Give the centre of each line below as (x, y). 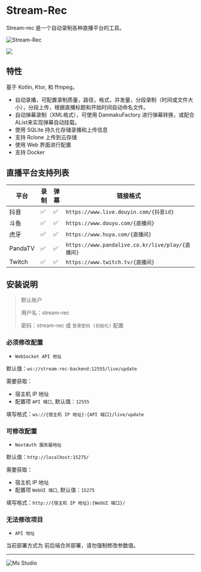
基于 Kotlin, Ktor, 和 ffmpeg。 (42, 87)
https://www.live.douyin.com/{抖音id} (120, 212)
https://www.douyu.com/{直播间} (110, 223)
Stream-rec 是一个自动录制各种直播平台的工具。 (66, 28)
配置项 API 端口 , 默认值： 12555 (52, 401)
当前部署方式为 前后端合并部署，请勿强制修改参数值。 (72, 546)
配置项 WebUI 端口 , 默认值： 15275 (55, 490)
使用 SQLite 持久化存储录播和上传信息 (61, 130)
